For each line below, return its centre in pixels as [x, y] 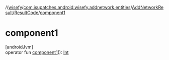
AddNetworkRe [148, 7]
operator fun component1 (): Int [37, 52]
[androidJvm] [19, 47]
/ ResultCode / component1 [39, 13]
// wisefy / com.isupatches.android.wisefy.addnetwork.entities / [69, 7]
